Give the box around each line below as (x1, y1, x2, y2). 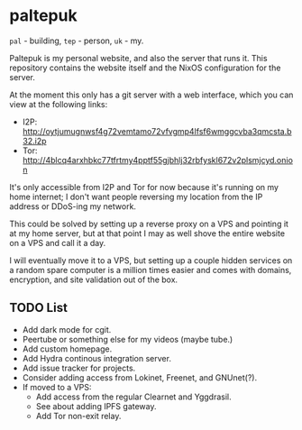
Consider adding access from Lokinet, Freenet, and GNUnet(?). (22, 371, 258, 383)
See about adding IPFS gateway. (35, 400, 157, 411)
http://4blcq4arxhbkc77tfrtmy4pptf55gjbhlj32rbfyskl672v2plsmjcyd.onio (22, 154, 293, 165)
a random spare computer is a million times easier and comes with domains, (9, 264, 292, 275)
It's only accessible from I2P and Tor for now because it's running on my (9, 181, 279, 192)
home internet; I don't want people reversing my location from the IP (9, 191, 263, 202)
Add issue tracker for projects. (22, 362, 136, 373)
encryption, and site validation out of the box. (9, 274, 178, 285)
